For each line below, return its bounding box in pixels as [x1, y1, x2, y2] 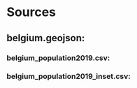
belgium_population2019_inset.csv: [6, 71, 131, 81]
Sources [6, 4, 57, 20]
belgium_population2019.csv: [6, 53, 110, 63]
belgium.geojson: [6, 32, 85, 44]
